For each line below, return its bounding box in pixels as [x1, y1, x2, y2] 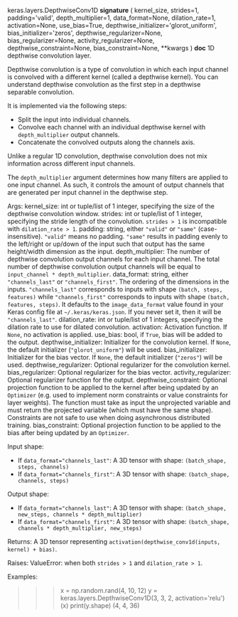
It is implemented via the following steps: [7, 102, 127, 109]
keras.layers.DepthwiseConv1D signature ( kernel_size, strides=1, [7, 6, 200, 14]
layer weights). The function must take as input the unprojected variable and [7, 398, 231, 407]
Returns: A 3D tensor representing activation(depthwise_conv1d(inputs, [7, 537, 221, 546]
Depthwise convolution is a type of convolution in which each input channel [7, 65, 229, 73]
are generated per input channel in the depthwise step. [7, 188, 168, 196]
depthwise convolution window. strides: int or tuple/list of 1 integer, [7, 210, 203, 218]
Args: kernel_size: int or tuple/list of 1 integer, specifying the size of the [7, 202, 215, 210]
